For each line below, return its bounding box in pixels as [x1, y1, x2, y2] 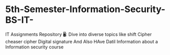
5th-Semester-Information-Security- [5, 4, 166, 15]
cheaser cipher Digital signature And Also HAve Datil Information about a [5, 38, 158, 44]
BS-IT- [5, 14, 34, 26]
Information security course [5, 44, 64, 50]
